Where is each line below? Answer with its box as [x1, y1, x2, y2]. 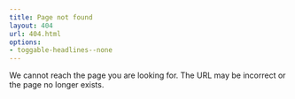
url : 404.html [9, 29, 62, 38]
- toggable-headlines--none [9, 46, 113, 55]
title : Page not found [9, 12, 93, 22]
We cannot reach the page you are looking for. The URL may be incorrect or [9, 70, 286, 80]
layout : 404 [9, 21, 53, 30]
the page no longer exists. [9, 80, 105, 90]
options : [9, 37, 42, 47]
